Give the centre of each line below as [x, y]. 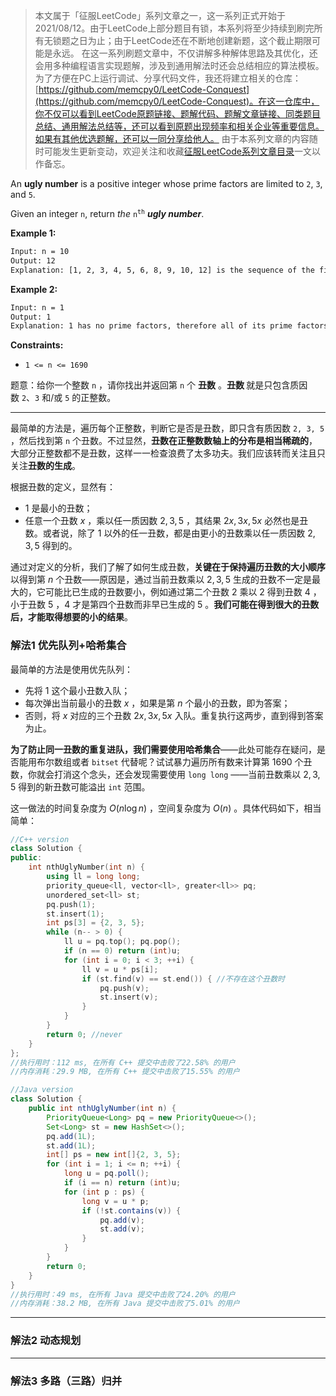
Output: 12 [33, 260]
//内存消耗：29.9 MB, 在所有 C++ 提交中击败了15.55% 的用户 [125, 1072]
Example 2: [34, 289]
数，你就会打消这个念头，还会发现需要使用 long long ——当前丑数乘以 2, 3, [165, 774]
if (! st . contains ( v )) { [131, 1210]
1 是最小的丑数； [58, 508]
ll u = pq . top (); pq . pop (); [122, 942]
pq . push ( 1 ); [71, 904]
